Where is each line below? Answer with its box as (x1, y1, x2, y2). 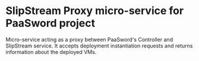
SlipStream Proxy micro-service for (5, 4, 184, 18)
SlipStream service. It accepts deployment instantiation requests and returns (5, 42, 193, 49)
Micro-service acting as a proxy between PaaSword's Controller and (5, 36, 173, 43)
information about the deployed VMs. (5, 48, 97, 55)
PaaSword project (5, 16, 96, 30)
